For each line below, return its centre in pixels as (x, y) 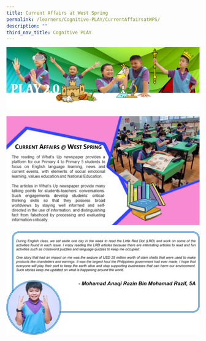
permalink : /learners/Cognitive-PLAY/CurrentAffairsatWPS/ (83, 19)
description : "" (27, 26)
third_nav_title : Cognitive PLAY (49, 33)
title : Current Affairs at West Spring (57, 13)
